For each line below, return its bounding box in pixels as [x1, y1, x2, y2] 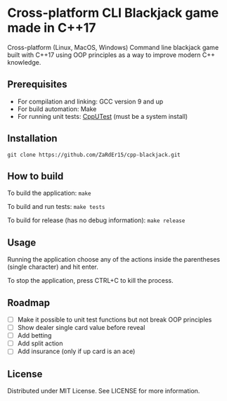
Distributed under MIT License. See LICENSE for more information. [7, 387, 200, 395]
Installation [7, 132, 58, 145]
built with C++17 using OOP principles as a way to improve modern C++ [7, 51, 216, 59]
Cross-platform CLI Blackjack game [7, 5, 219, 21]
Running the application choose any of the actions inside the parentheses [7, 255, 220, 264]
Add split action [17, 339, 63, 348]
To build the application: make [7, 189, 91, 198]
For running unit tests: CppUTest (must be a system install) [17, 112, 188, 120]
